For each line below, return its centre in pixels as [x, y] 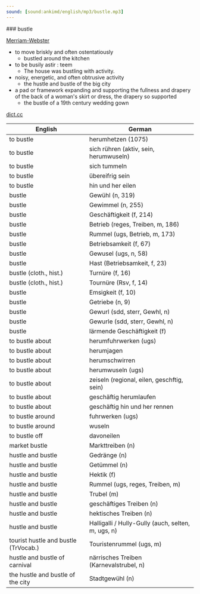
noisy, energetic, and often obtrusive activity [69, 77]
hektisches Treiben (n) [121, 513]
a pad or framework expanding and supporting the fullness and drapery [103, 90]
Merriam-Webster [28, 40]
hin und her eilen [112, 185]
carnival [20, 565]
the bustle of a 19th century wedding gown [76, 103]
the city [20, 582]
